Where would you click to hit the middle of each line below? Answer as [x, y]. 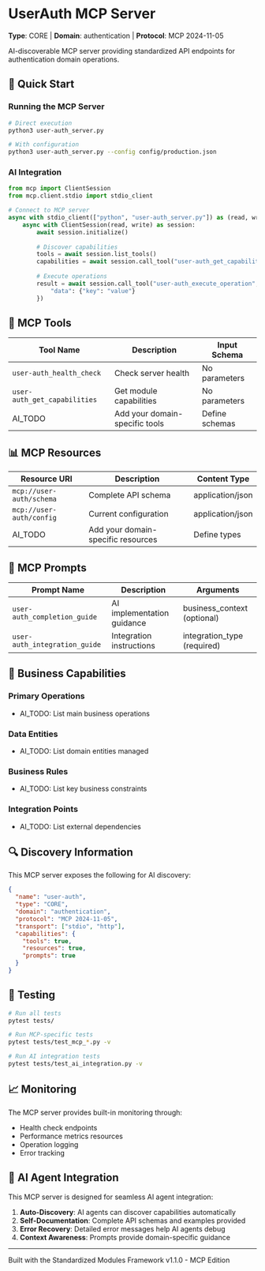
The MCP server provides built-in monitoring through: [95, 1112]
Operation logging [49, 1144]
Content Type [223, 479]
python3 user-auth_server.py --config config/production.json [112, 152]
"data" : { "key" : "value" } [93, 291]
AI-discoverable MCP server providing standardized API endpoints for [121, 51]
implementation [140, 613]
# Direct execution [40, 123]
